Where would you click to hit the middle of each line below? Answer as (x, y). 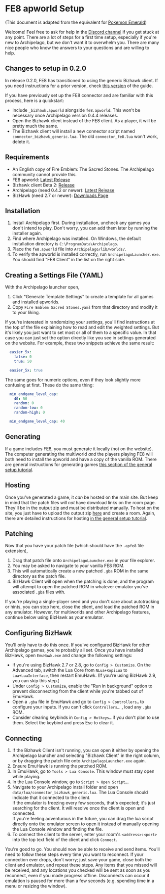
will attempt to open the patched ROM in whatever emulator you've (80, 587)
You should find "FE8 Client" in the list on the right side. (69, 260)
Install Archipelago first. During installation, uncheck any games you (81, 223)
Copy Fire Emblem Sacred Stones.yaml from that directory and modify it (85, 307)
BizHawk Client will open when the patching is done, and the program (83, 581)
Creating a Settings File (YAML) (54, 275)
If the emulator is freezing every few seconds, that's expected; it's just (84, 803)
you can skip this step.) (36, 681)
